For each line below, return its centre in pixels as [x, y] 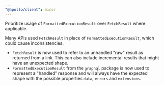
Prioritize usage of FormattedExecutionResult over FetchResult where [75, 23]
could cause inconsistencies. [34, 43]
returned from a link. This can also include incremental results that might [85, 58]
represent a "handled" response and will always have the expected [80, 73]
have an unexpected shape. [40, 63]
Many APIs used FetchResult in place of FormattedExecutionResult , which [80, 38]
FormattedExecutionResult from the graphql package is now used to [81, 68]
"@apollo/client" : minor [30, 9]
